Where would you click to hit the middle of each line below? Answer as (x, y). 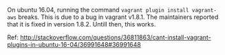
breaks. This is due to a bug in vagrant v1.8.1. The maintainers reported (118, 17)
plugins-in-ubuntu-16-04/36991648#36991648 (74, 44)
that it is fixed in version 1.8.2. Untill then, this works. (82, 24)
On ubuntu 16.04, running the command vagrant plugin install (98, 10)
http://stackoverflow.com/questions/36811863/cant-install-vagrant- (116, 37)
